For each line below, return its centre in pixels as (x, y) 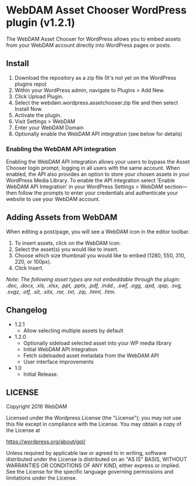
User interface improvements (59, 362)
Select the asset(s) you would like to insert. (66, 249)
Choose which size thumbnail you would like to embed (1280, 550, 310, (100, 255)
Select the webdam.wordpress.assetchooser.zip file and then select (96, 103)
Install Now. (28, 108)
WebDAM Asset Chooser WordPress (97, 10)
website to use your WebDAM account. (53, 199)
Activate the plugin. (38, 115)
